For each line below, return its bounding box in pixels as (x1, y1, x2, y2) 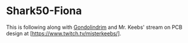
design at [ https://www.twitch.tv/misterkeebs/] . (6, 29, 122, 37)
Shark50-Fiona (6, 4, 82, 18)
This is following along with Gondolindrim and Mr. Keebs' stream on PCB (6, 24, 183, 31)
